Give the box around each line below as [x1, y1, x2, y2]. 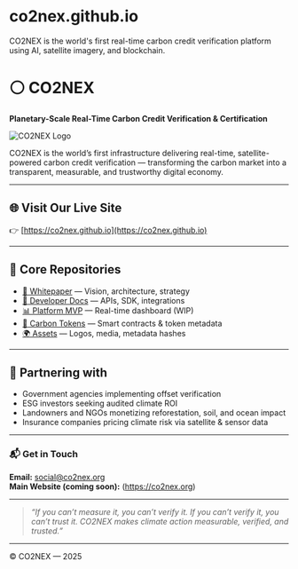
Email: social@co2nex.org [9, 471, 106, 482]
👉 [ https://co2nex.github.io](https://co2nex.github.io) [9, 225, 208, 235]
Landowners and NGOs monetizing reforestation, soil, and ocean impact [21, 407, 286, 418]
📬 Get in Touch [9, 448, 78, 461]
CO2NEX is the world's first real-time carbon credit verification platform [9, 36, 272, 46]
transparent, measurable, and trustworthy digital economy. [9, 166, 224, 177]
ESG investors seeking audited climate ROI [21, 398, 178, 409]
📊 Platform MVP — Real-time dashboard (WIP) [21, 304, 194, 316]
